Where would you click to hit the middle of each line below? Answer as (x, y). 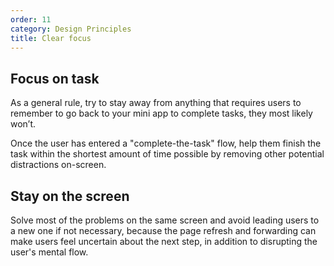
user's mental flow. (49, 252)
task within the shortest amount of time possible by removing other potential (167, 154)
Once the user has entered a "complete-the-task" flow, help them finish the (166, 143)
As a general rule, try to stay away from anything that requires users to (156, 103)
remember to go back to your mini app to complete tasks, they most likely (161, 113)
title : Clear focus (51, 38)
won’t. (23, 124)
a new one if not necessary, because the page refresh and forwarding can (163, 230)
